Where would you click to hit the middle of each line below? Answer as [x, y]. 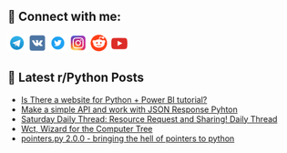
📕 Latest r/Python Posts [76, 78]
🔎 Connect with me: [64, 17]
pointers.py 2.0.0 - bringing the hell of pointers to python [128, 138]
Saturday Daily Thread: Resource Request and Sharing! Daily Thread [149, 118]
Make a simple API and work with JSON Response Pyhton [129, 109]
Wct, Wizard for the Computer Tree [87, 128]
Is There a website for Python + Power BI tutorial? [114, 99]
